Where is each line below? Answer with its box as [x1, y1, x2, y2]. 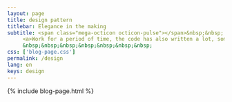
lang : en [7, 61, 32, 68]
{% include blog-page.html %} [7, 87, 95, 95]
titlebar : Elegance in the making [7, 23, 107, 30]
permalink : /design [7, 55, 64, 62]
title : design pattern [7, 17, 72, 23]
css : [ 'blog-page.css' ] [7, 49, 76, 56]
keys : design [7, 68, 45, 74]
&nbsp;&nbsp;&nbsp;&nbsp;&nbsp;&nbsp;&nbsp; [22, 42, 153, 49]
